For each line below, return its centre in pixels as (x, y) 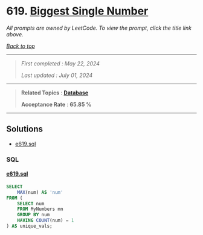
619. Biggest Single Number (77, 11)
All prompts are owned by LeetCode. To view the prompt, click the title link (99, 28)
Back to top (21, 46)
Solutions (25, 129)
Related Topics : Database (55, 93)
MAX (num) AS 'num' (40, 192)
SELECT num (31, 204)
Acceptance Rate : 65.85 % (56, 104)
